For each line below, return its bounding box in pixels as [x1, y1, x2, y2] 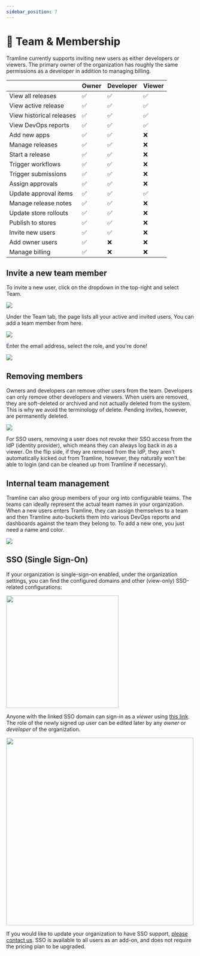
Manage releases [9, 140, 58, 149]
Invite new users [9, 228, 56, 236]
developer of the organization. [6, 726, 81, 733]
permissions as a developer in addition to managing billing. [6, 67, 151, 74]
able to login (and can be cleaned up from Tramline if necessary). [6, 461, 168, 468]
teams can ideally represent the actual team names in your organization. [6, 501, 184, 508]
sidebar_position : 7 [6, 8, 58, 15]
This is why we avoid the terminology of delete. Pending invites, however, [6, 406, 187, 413]
